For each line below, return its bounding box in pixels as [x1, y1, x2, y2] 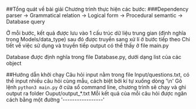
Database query [6, 18, 45, 25]
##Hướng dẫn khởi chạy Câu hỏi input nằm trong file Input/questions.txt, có [6, 71, 190, 78]
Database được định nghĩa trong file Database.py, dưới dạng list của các [6, 54, 182, 60]
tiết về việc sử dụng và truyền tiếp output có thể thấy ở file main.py [6, 42, 169, 49]
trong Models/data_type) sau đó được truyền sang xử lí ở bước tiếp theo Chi [6, 36, 190, 42]
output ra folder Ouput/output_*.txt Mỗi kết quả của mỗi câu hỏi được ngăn [6, 90, 187, 97]
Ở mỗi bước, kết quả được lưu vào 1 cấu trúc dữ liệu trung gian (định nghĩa [6, 29, 187, 37]
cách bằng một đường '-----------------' [6, 96, 105, 103]
